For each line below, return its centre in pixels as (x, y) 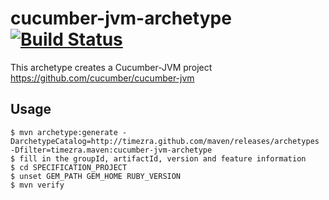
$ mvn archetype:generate (64, 132)
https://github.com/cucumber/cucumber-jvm (102, 78)
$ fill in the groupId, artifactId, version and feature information (158, 158)
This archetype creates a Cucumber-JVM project (111, 67)
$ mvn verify (37, 185)
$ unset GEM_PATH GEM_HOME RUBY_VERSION (96, 176)
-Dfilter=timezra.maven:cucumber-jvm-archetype (111, 150)
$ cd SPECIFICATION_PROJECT (69, 167)
